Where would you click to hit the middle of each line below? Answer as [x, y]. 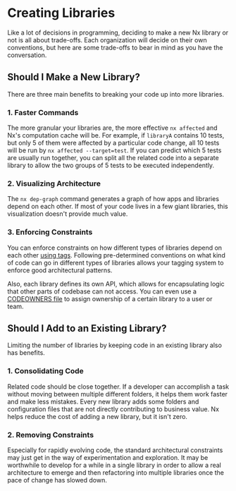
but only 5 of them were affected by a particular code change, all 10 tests [113, 143]
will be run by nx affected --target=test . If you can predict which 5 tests [114, 150]
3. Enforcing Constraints [50, 232]
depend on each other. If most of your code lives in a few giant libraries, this [118, 207]
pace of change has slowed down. [57, 480]
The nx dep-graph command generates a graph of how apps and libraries [113, 199]
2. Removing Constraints [50, 435]
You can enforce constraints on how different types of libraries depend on [115, 248]
